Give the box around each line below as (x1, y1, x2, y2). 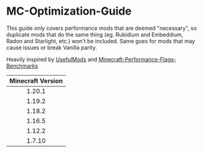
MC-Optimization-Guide (6, 4, 132, 18)
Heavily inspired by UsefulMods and (6, 55, 98, 63)
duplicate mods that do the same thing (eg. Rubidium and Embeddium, (6, 30, 183, 38)
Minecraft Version (9, 76, 63, 85)
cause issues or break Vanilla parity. (6, 44, 98, 51)
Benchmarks (6, 62, 38, 69)
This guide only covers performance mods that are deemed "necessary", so (6, 24, 197, 32)
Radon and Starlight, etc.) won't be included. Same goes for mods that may (6, 37, 195, 44)
